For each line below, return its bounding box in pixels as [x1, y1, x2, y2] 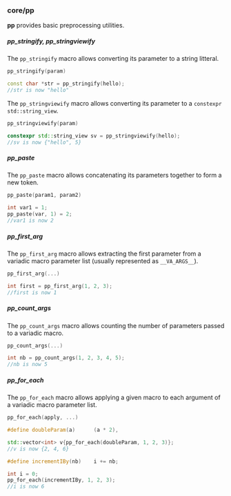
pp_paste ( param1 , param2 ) [7, 192, 81, 199]
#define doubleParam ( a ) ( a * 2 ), [7, 427, 119, 434]
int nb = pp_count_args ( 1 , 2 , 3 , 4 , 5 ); [7, 354, 125, 361]
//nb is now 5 [7, 361, 48, 368]
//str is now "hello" [7, 87, 70, 94]
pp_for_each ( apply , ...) [7, 414, 79, 421]
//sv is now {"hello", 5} [7, 139, 81, 146]
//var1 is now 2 [7, 217, 54, 225]
